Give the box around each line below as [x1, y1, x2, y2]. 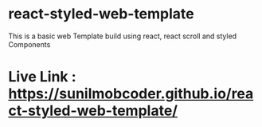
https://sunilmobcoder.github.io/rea [8, 85, 254, 103]
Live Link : [8, 68, 77, 86]
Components [8, 39, 51, 49]
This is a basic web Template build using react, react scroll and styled [8, 31, 237, 41]
